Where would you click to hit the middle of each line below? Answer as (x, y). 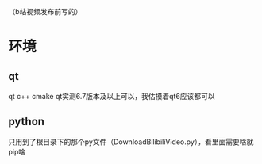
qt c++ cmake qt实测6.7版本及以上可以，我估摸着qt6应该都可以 (112, 96)
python (27, 122)
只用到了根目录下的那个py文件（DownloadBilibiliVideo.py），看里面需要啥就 (131, 142)
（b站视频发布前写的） (45, 11)
